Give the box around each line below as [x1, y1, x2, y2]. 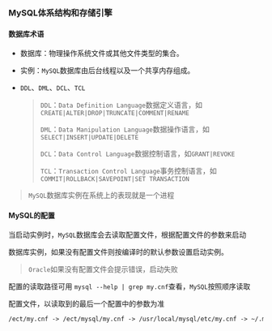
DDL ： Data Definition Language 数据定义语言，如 [40, 100, 202, 110]
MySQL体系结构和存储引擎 [8, 6, 113, 18]
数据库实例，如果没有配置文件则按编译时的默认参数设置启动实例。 [8, 247, 228, 257]
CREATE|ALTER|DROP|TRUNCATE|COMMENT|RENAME [40, 110, 190, 118]
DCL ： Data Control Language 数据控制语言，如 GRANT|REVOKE [40, 148, 236, 159]
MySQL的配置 [8, 210, 55, 220]
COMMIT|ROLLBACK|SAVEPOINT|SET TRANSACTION [40, 175, 190, 183]
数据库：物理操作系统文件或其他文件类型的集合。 [19, 49, 184, 58]
